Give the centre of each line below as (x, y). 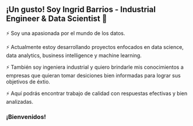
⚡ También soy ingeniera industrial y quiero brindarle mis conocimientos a (95, 67)
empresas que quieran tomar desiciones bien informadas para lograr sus (93, 75)
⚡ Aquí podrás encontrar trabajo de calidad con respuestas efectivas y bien (97, 93)
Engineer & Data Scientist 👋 (57, 19)
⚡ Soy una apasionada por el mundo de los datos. (66, 33)
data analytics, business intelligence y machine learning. (74, 55)
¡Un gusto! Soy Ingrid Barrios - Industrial (81, 10)
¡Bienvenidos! (26, 117)
